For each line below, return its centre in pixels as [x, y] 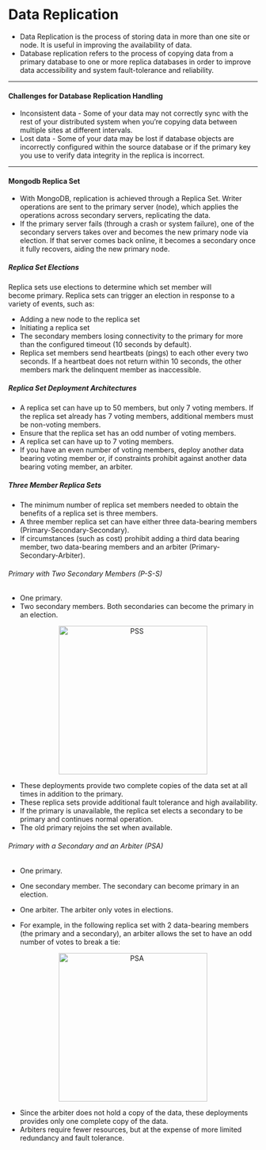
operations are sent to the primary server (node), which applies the [129, 207]
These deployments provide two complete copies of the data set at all [133, 786]
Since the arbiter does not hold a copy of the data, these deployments [134, 1112]
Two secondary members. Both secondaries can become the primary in [137, 607]
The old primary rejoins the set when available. [96, 828]
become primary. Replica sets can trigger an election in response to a [122, 295]
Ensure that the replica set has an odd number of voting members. [128, 433]
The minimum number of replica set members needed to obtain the [129, 505]
